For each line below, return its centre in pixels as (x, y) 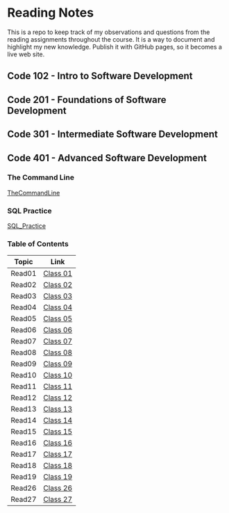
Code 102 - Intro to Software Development (100, 76)
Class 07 (58, 341)
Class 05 (58, 319)
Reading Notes (51, 13)
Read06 (24, 330)
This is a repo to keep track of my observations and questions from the (109, 32)
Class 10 (58, 375)
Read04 (24, 307)
